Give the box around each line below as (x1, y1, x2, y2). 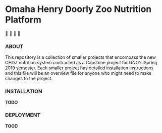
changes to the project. (5, 76, 53, 82)
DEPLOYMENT (5, 112, 41, 119)
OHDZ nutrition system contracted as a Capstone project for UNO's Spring (5, 60, 158, 66)
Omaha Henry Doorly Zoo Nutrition (5, 3, 152, 15)
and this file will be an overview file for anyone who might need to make (5, 70, 152, 76)
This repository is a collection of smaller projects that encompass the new (5, 54, 156, 60)
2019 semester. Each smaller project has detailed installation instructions (5, 65, 154, 71)
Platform (5, 14, 42, 25)
